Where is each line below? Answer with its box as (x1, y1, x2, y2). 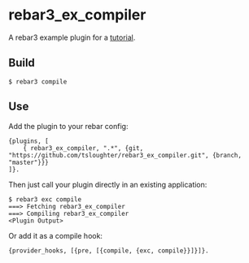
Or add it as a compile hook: (8, 231, 103, 240)
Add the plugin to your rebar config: (8, 121, 129, 131)
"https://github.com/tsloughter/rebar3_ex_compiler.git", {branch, (8, 151, 242, 159)
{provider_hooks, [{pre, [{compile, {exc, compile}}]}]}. (8, 246, 209, 255)
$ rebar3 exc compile (8, 195, 82, 204)
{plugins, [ (8, 136, 49, 145)
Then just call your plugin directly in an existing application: (8, 179, 207, 189)
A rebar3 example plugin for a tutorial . (8, 32, 136, 42)
